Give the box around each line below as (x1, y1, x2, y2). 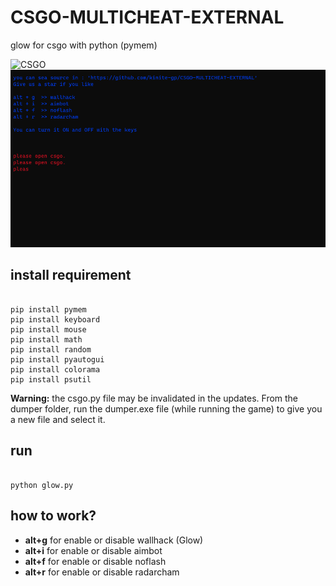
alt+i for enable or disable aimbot (24, 544, 163, 556)
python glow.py (10, 480, 74, 490)
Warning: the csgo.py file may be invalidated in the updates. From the (10, 392, 299, 404)
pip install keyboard (10, 314, 101, 325)
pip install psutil (10, 374, 92, 385)
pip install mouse (10, 324, 87, 335)
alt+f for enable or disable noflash (24, 555, 167, 567)
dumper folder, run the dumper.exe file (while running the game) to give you (10, 402, 323, 415)
